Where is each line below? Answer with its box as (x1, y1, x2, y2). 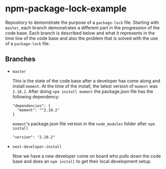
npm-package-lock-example (5, 3, 127, 14)
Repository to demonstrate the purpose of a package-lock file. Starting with (5, 19, 160, 25)
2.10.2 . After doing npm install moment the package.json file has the (12, 88, 154, 94)
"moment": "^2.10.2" (17, 107, 60, 112)
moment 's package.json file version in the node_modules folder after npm (12, 120, 155, 127)
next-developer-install (12, 144, 62, 149)
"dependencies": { (12, 103, 51, 108)
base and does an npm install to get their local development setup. (12, 158, 152, 164)
